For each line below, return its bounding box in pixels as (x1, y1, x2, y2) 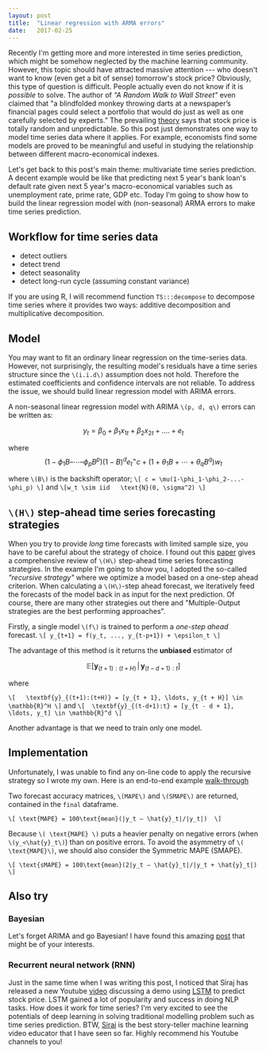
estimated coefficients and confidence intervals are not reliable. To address (8, 378, 256, 388)
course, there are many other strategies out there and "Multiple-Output (8, 598, 241, 608)
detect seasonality (19, 268, 81, 278)
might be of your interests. (8, 940, 95, 949)
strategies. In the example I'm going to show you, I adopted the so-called (8, 565, 248, 574)
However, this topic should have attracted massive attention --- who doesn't (8, 65, 258, 75)
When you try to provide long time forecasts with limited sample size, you (8, 539, 249, 549)
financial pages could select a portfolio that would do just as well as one (8, 107, 244, 117)
